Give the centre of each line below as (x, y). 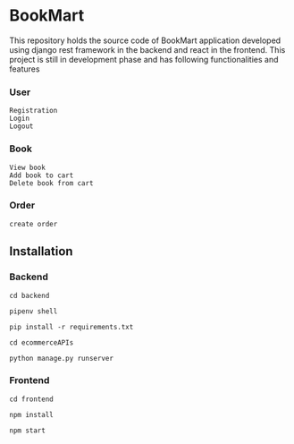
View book (28, 167)
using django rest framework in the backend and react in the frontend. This (147, 49)
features (25, 69)
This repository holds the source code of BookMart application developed (145, 40)
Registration (34, 111)
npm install (31, 414)
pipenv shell (34, 311)
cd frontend (31, 399)
